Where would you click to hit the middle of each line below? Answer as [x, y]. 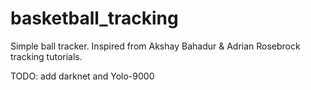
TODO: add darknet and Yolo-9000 [82, 76]
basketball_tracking [94, 18]
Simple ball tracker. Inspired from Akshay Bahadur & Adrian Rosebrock [155, 46]
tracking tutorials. [46, 56]
